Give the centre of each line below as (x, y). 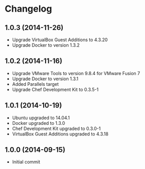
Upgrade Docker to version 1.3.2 (46, 45)
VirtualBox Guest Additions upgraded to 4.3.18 (60, 134)
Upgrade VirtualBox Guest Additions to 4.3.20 (60, 40)
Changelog (28, 9)
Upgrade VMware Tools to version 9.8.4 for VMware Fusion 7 (76, 73)
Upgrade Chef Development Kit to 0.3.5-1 (55, 89)
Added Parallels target (35, 84)
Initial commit (26, 162)
